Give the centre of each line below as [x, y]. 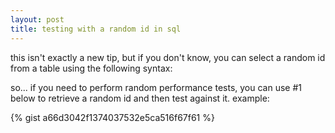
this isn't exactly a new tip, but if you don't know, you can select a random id [168, 57]
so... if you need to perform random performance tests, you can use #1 [156, 87]
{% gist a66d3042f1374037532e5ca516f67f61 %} [112, 117]
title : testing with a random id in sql [96, 29]
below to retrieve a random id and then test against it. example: [140, 98]
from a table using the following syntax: [91, 68]
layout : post [37, 19]
